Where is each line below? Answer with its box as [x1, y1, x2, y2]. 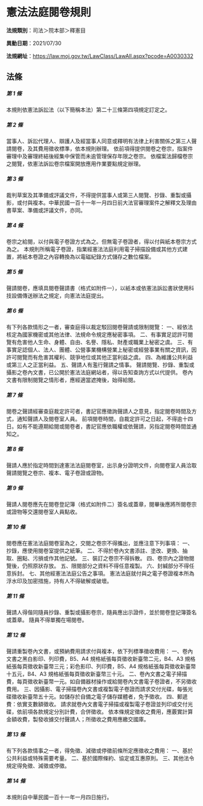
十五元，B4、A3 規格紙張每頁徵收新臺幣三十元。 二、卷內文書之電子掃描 [6, 670, 187, 677]
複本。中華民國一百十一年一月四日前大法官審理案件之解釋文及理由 [32, 199, 197, 206]
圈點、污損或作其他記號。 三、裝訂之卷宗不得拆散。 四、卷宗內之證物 [16, 554, 189, 562]
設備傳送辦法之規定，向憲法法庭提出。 [11, 292, 107, 299]
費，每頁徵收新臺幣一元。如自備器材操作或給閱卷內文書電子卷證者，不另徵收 [6, 678, 197, 685]
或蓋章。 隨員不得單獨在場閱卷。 [6, 616, 88, 623]
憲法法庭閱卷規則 [6, 5, 92, 19]
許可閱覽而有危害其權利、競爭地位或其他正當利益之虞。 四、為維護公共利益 [6, 354, 193, 361]
